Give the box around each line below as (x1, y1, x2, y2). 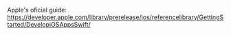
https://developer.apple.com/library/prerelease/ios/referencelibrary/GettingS (7, 13, 224, 21)
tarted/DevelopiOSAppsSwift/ (7, 21, 91, 28)
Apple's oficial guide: (7, 6, 67, 14)
